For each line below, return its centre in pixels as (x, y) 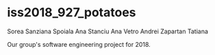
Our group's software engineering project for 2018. (79, 44)
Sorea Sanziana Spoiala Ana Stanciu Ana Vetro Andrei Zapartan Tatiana (108, 31)
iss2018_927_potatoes (72, 13)
